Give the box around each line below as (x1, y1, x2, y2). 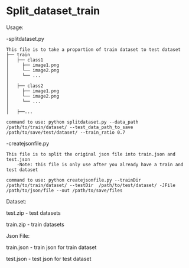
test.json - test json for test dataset (6, 255, 92, 262)
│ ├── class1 (6, 57, 44, 63)
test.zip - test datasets (6, 209, 61, 217)
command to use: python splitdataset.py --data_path (6, 119, 139, 125)
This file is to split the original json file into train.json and (6, 151, 176, 157)
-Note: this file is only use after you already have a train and (17, 162, 184, 167)
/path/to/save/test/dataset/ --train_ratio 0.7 (6, 129, 126, 135)
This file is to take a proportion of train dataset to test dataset (6, 46, 181, 53)
